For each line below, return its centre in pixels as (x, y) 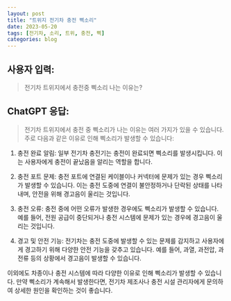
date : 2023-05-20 (32, 26)
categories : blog (32, 40)
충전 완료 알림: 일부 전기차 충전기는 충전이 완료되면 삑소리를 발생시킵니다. (116, 153)
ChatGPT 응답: (38, 112)
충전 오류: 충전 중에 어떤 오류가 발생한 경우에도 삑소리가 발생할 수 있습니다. (118, 209)
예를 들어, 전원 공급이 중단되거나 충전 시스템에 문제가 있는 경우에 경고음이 (116, 217)
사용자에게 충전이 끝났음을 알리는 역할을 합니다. (88, 161)
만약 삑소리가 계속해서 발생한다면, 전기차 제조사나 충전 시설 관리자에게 (111, 282)
